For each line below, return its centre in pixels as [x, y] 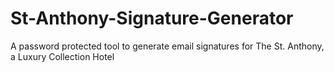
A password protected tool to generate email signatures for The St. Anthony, [167, 46]
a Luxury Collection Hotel [62, 56]
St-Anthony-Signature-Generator [152, 18]
